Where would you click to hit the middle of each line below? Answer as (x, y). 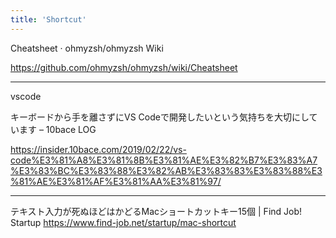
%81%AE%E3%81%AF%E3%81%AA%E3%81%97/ (116, 181)
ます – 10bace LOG (57, 129)
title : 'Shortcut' (48, 19)
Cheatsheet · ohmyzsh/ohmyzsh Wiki (87, 48)
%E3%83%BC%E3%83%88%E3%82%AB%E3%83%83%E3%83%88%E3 (166, 170)
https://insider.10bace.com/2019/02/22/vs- (98, 149)
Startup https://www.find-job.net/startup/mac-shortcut (123, 222)
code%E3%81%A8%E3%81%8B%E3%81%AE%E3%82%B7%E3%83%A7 (164, 160)
